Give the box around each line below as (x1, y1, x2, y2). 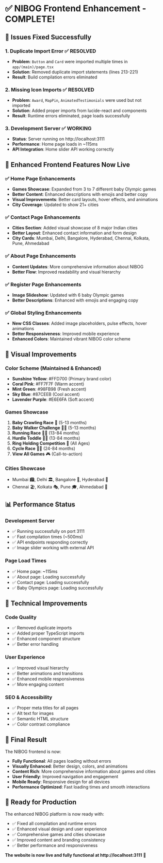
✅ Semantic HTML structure (12, 715, 69, 721)
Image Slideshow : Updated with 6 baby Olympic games (12, 292, 124, 298)
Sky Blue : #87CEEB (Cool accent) (12, 392, 80, 397)
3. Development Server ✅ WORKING (5, 125, 92, 132)
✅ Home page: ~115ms (12, 568, 58, 574)
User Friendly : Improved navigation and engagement (12, 773, 118, 779)
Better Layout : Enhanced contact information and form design (12, 230, 137, 236)
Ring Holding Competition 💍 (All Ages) (12, 440, 90, 446)
